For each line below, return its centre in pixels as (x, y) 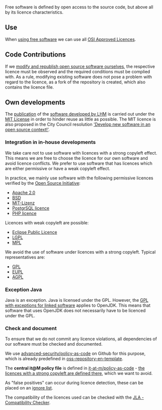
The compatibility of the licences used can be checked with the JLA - (74, 397)
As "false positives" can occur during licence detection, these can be (74, 383)
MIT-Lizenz (23, 203)
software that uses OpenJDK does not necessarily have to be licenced (75, 311)
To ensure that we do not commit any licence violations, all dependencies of (81, 339)
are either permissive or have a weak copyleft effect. (58, 168)
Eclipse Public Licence (34, 232)
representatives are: (25, 257)
